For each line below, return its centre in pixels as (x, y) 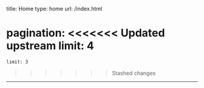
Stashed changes (134, 73)
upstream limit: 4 (50, 46)
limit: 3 (17, 62)
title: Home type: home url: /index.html (54, 9)
